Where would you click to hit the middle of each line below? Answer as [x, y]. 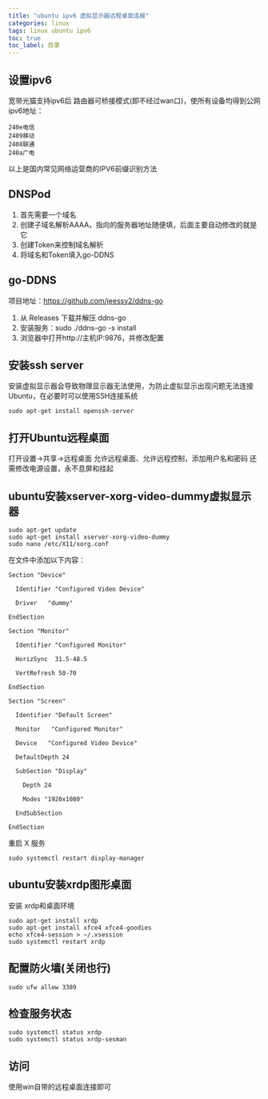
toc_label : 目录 [34, 46]
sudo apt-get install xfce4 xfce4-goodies [80, 928]
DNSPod [30, 194]
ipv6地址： [26, 110]
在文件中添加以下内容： [47, 560]
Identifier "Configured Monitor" [71, 645]
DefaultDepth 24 [42, 757]
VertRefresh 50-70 [46, 673]
